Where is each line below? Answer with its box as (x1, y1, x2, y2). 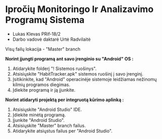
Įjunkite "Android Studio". (12, 117, 65, 123)
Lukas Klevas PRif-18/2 (12, 31, 61, 37)
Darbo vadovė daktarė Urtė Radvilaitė (12, 36, 91, 42)
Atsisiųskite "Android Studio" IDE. (12, 106, 82, 112)
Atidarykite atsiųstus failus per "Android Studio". (12, 127, 113, 134)
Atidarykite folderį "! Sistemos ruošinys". (12, 65, 97, 72)
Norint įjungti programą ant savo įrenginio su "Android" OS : (5, 55, 134, 61)
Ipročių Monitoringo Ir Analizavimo (5, 4, 154, 15)
